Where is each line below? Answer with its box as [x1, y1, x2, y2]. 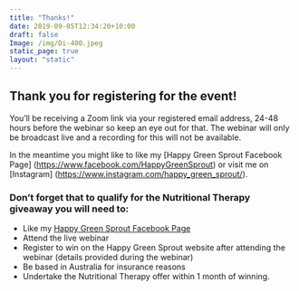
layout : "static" [9, 55, 75, 64]
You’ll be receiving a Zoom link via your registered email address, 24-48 [9, 112, 279, 123]
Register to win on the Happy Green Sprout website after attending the [22, 242, 285, 253]
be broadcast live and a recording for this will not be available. [9, 132, 242, 143]
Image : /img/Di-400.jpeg [9, 38, 103, 48]
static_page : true [9, 47, 79, 56]
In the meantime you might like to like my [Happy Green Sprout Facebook [9, 149, 283, 160]
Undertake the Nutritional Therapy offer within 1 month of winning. [22, 271, 270, 282]
